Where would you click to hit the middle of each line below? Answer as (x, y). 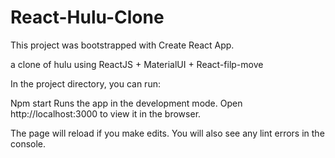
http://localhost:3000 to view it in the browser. (106, 113)
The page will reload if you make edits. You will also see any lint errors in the (167, 133)
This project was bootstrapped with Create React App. (122, 45)
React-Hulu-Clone (87, 17)
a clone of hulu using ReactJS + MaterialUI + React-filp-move (137, 64)
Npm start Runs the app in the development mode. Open (126, 103)
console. (28, 143)
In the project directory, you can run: (85, 83)
